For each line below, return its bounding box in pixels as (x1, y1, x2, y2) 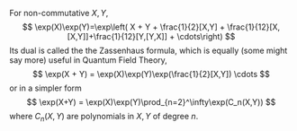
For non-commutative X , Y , (9, 8, 109, 18)
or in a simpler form (9, 83, 83, 93)
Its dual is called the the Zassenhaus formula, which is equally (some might (9, 45, 288, 56)
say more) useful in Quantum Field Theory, (9, 55, 168, 65)
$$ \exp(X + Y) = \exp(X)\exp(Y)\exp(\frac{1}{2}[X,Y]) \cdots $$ (32, 69, 270, 79)
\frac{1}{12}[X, (227, 22, 281, 32)
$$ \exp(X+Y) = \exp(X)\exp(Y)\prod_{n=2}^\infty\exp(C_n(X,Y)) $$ (26, 97, 276, 107)
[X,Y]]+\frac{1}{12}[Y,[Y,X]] (67, 31, 168, 41)
